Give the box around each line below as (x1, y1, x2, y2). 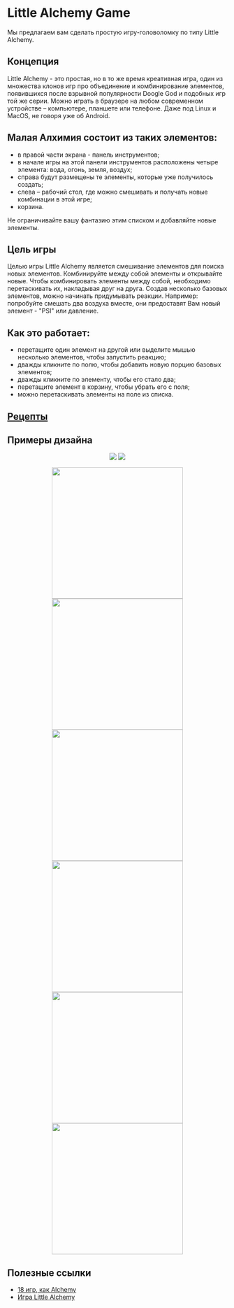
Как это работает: (7, 327, 91, 339)
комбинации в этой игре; (17, 194, 93, 204)
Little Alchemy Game (7, 5, 131, 21)
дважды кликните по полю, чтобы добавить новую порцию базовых (17, 360, 221, 369)
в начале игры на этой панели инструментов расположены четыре (17, 157, 219, 166)
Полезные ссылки (7, 1267, 92, 1279)
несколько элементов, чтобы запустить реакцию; (17, 353, 166, 362)
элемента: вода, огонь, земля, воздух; (17, 165, 133, 173)
